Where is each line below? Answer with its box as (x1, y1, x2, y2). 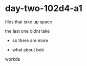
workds (5, 56, 21, 62)
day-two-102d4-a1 (5, 3, 83, 14)
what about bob (12, 47, 44, 53)
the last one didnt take (5, 28, 50, 34)
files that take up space (5, 19, 52, 25)
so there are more (12, 37, 48, 43)
